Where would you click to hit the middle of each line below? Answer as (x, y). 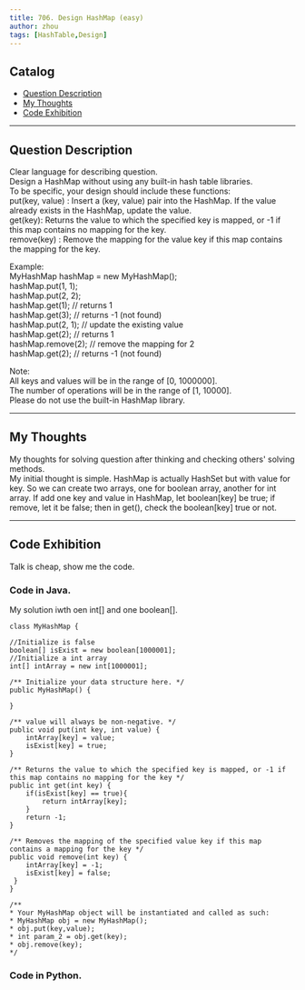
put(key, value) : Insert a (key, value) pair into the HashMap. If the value (143, 200)
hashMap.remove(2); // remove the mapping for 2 (102, 344)
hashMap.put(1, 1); (44, 286)
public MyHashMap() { (50, 690)
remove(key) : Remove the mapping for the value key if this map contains (146, 239)
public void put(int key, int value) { (85, 730)
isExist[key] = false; (69, 873)
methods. (27, 468)
